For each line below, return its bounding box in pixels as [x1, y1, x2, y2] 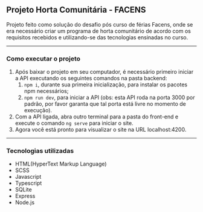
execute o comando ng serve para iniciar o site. [14, 120, 134, 127]
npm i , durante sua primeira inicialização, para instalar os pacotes [24, 81, 188, 88]
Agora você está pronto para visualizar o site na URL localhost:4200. [14, 126, 187, 133]
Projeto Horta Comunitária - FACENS [6, 5, 146, 15]
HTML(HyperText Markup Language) [14, 160, 107, 168]
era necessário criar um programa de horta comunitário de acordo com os [6, 27, 192, 34]
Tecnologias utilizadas [6, 147, 74, 155]
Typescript [14, 179, 42, 187]
